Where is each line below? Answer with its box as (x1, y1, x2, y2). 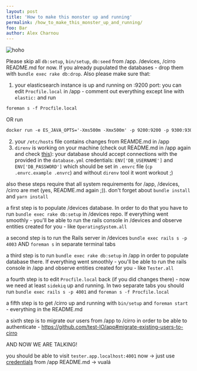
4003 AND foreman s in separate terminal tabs (6, 240, 116, 247)
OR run (6, 116, 23, 123)
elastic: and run (14, 94, 56, 101)
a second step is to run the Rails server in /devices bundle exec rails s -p (6, 234, 188, 241)
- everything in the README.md (6, 305, 83, 312)
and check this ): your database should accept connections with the (14, 150, 178, 157)
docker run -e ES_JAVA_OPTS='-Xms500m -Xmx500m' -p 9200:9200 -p (6, 127, 169, 133)
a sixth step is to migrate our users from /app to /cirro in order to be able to (6, 317, 188, 324)
